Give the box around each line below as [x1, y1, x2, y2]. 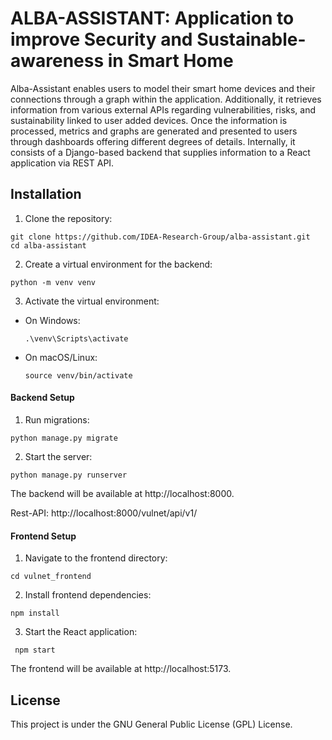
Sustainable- [196, 28, 307, 51]
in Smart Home [107, 50, 234, 72]
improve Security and [10, 28, 193, 51]
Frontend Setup [10, 530, 77, 542]
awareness [10, 50, 105, 72]
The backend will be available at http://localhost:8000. [10, 487, 235, 499]
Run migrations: [24, 413, 90, 426]
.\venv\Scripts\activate [24, 333, 129, 344]
